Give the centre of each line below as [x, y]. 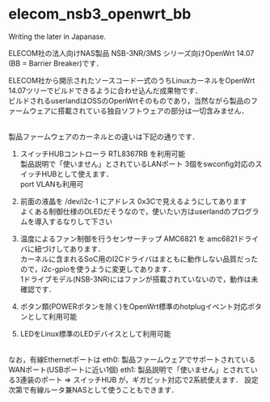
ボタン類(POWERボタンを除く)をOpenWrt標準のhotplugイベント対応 [134, 306]
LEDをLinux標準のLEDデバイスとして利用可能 [95, 333]
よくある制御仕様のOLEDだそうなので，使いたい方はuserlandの [125, 211]
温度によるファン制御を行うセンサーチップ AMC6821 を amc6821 [129, 239]
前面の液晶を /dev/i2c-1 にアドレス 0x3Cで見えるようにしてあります [133, 201]
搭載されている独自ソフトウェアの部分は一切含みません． [153, 111]
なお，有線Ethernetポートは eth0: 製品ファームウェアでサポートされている [132, 359]
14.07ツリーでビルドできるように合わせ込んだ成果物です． [105, 91]
